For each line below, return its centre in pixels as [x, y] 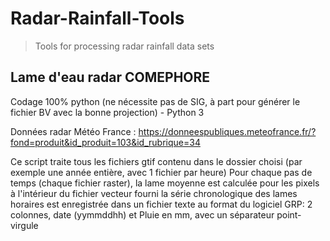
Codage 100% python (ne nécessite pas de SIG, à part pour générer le [155, 101]
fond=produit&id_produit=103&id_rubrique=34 [105, 142]
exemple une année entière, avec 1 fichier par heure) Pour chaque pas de [161, 172]
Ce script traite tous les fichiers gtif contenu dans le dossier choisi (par [156, 161]
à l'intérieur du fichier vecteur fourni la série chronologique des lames [154, 193]
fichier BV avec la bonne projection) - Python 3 [107, 112]
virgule [24, 225]
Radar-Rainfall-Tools [97, 18]
